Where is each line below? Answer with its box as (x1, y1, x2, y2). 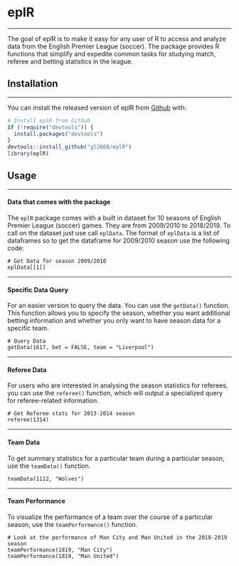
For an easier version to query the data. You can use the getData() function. (7, 301, 230, 310)
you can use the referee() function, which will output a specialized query (7, 389, 223, 397)
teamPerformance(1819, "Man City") (7, 546, 113, 553)
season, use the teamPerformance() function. (7, 520, 138, 528)
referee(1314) (7, 417, 50, 424)
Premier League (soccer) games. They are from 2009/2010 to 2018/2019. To (7, 221, 231, 230)
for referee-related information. (7, 396, 99, 405)
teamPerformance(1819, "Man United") (7, 552, 119, 560)
